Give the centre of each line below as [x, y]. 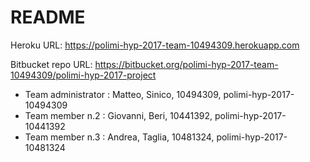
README [48, 17]
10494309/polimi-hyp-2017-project [83, 75]
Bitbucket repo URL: [51, 64]
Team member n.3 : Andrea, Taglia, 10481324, [119, 137]
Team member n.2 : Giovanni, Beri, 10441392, [118, 115]
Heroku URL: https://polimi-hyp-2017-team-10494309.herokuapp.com [155, 45]
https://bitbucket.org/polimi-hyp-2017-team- [186, 64]
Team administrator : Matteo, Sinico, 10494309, [123, 94]
